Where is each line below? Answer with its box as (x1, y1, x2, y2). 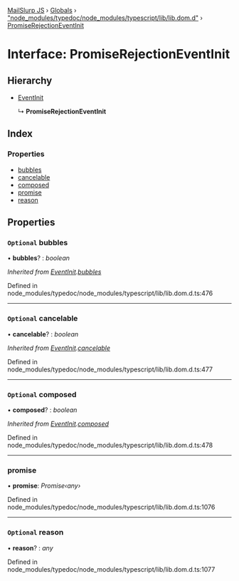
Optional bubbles (7, 238, 68, 247)
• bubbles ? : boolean (7, 254, 70, 262)
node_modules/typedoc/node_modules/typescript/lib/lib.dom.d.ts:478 (7, 441, 213, 449)
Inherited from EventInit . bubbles (7, 267, 102, 277)
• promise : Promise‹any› (7, 481, 81, 490)
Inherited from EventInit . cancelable (7, 344, 111, 352)
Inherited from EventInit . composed (7, 419, 109, 428)
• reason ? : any (7, 543, 53, 552)
